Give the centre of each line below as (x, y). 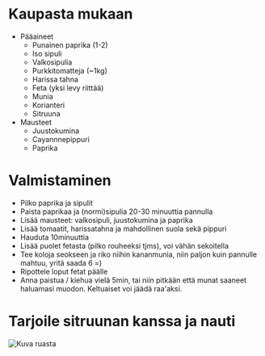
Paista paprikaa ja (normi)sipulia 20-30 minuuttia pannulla (116, 212)
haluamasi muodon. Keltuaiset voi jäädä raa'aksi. (101, 288)
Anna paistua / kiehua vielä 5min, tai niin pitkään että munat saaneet (133, 280)
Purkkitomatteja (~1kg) (69, 70)
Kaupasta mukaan (71, 14)
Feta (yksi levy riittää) (68, 88)
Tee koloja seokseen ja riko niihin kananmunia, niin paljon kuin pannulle (139, 254)
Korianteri (48, 105)
